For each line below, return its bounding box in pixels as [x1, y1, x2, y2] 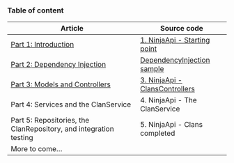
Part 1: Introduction [10, 40, 75, 49]
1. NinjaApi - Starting [140, 36, 210, 45]
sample [140, 64, 164, 74]
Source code [159, 24, 203, 33]
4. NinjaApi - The [140, 95, 197, 105]
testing [10, 133, 33, 143]
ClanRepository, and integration [10, 124, 114, 134]
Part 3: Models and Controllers [10, 79, 111, 89]
